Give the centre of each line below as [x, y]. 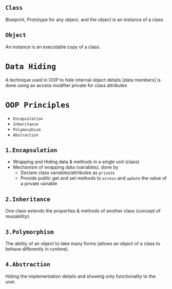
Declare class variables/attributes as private [68, 173]
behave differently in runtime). [37, 249]
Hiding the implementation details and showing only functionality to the [80, 276]
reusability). [18, 216]
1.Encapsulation [31, 150]
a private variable [39, 184]
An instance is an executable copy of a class [52, 47]
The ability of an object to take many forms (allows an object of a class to [83, 243]
